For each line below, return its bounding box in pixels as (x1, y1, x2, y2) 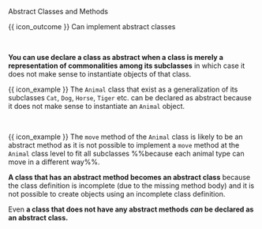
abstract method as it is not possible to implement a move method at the (8, 141, 240, 149)
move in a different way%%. (8, 157, 100, 167)
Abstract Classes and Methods (8, 7, 109, 16)
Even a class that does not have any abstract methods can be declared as (8, 205, 254, 214)
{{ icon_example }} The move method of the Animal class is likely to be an (8, 132, 243, 141)
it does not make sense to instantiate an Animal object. (8, 102, 185, 111)
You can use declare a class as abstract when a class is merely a (8, 53, 223, 62)
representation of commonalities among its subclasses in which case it (8, 61, 245, 70)
